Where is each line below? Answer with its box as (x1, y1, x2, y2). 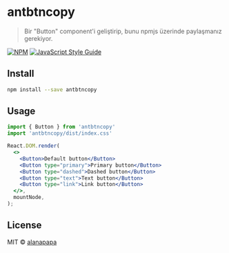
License (7, 219, 42, 232)
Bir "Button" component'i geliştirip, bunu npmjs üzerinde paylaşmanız (23, 27, 222, 35)
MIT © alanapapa (7, 238, 57, 246)
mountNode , (13, 194, 45, 201)
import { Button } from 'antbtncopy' (7, 124, 116, 131)
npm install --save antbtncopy (7, 86, 97, 93)
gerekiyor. (23, 34, 53, 42)
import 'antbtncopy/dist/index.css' (7, 130, 112, 137)
